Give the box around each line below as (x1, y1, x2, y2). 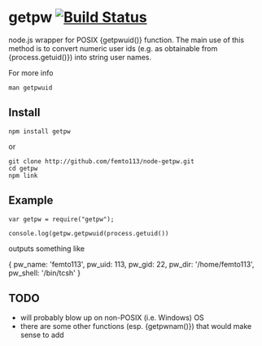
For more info (8, 67, 54, 77)
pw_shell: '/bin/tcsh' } (8, 268, 81, 278)
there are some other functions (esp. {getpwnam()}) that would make (20, 322, 252, 331)
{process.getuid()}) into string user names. (8, 52, 152, 62)
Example (8, 193, 54, 207)
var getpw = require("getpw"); (8, 215, 115, 223)
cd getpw (8, 164, 38, 172)
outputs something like (8, 244, 85, 253)
